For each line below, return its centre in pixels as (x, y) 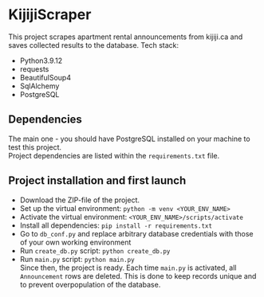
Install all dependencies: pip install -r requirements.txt (116, 225)
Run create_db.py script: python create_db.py (95, 250)
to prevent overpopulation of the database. (90, 284)
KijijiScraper (50, 15)
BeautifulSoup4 (45, 77)
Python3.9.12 (41, 61)
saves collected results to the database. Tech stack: (94, 45)
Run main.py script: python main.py (77, 259)
